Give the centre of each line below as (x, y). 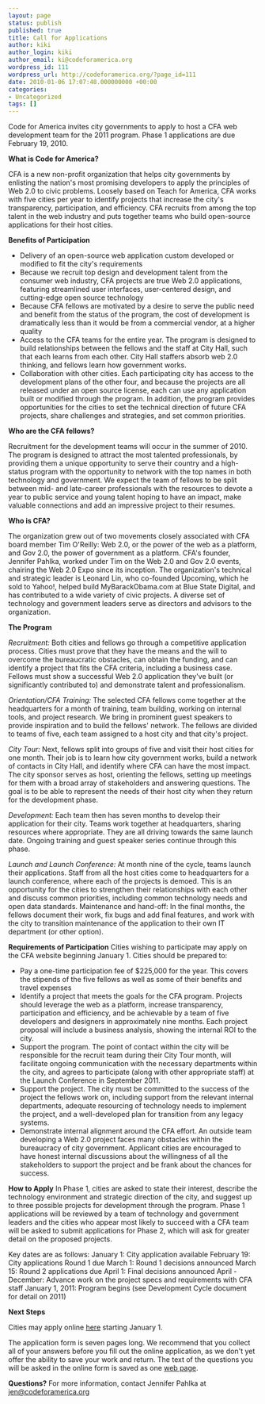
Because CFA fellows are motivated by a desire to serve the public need (137, 306)
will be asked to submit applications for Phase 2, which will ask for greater (129, 1231)
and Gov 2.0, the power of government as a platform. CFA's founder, (119, 553)
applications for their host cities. (61, 225)
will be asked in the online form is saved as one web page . (103, 1368)
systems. (34, 1122)
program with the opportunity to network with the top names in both (141, 472)
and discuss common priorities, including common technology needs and (128, 898)
